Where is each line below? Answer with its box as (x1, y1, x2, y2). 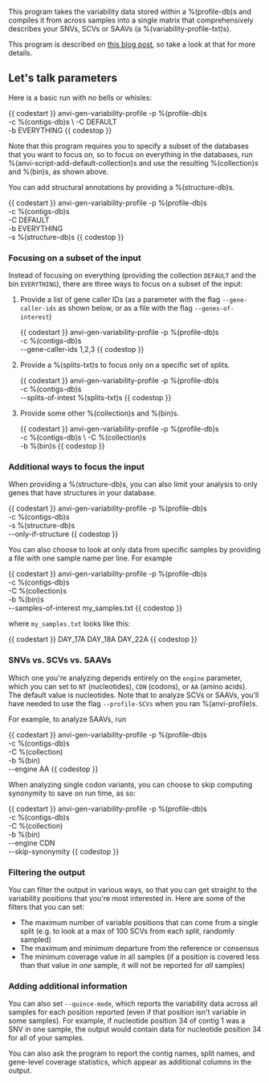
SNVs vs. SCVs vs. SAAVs (8, 655, 112, 666)
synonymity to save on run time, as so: (8, 788, 137, 798)
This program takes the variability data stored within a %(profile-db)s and (8, 7, 251, 16)
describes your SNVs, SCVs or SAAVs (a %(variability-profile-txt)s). (8, 24, 232, 33)
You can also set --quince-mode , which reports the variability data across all (8, 998, 259, 1009)
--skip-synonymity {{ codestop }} (8, 846, 120, 856)
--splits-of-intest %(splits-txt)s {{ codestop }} (19, 393, 172, 403)
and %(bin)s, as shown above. (8, 167, 109, 176)
